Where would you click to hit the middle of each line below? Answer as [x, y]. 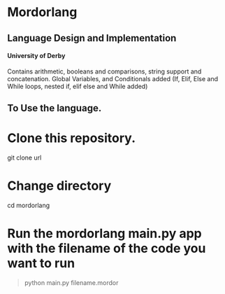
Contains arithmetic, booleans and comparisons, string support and [104, 71]
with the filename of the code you [107, 248]
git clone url [24, 157]
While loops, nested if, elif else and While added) [78, 86]
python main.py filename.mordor [71, 282]
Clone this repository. [72, 138]
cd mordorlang [29, 205]
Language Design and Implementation [92, 38]
